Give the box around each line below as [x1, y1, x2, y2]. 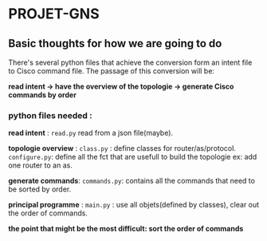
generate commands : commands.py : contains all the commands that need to [8, 176, 255, 186]
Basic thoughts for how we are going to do [8, 37, 222, 50]
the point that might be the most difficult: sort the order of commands [8, 224, 244, 234]
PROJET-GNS [8, 5, 100, 23]
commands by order [8, 90, 77, 100]
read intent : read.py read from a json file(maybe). [8, 128, 174, 138]
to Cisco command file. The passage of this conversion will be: [8, 66, 215, 76]
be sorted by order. [8, 184, 72, 194]
